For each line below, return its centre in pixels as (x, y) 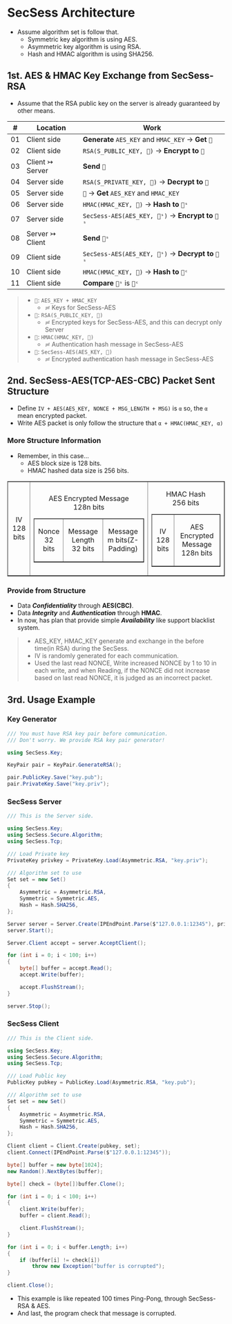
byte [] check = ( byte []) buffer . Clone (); (66, 1184)
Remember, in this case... (53, 455)
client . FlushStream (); (52, 1228)
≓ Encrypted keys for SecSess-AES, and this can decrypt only (133, 322)
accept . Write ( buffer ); (52, 975)
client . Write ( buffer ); (52, 1209)
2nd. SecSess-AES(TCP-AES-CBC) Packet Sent (111, 381)
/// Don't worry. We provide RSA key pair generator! (86, 740)
